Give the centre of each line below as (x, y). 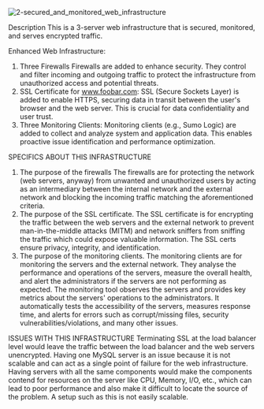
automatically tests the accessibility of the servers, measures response (135, 306)
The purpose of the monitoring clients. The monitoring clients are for (131, 256)
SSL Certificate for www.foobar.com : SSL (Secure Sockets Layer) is (129, 91)
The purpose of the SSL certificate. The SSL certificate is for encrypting (136, 214)
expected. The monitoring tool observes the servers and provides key (133, 289)
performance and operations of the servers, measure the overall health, (136, 273)
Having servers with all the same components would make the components (130, 372)
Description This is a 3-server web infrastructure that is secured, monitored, (132, 27)
